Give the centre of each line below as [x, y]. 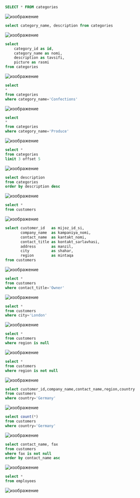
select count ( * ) [22, 417]
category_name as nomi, [38, 53]
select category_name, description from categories [59, 25]
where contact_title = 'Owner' [35, 288]
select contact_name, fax [31, 444]
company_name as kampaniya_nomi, [56, 232]
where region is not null [31, 371]
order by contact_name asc [33, 458]
